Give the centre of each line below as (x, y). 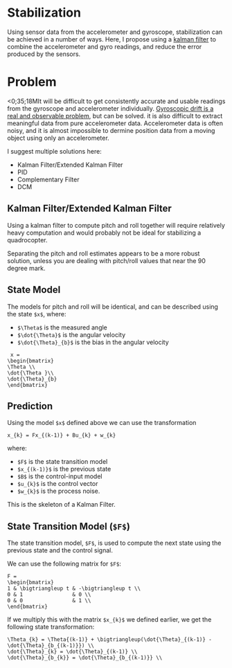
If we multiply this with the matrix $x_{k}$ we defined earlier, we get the (109, 620)
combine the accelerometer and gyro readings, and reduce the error (105, 46)
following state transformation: (51, 627)
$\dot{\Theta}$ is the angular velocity (71, 334)
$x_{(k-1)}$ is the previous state (64, 469)
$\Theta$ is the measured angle (62, 327)
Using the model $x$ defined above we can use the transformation (102, 423)
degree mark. (26, 268)
